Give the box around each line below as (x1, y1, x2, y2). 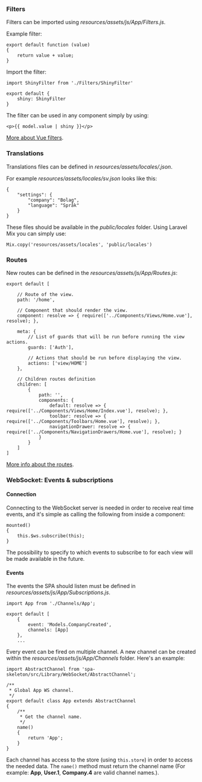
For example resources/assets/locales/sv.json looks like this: (6, 175, 157, 182)
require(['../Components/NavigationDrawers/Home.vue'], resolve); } (6, 428, 182, 435)
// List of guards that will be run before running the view (28, 334, 185, 340)
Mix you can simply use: (6, 230, 66, 237)
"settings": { (17, 192, 52, 198)
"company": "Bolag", (28, 197, 80, 203)
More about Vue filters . (6, 134, 64, 141)
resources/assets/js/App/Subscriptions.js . (6, 589, 110, 596)
